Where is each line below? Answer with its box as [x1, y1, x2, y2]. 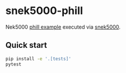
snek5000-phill [5, 4, 83, 18]
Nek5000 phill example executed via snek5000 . [5, 23, 121, 30]
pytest [5, 61, 22, 67]
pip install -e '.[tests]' [5, 55, 71, 62]
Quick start [5, 40, 47, 50]
